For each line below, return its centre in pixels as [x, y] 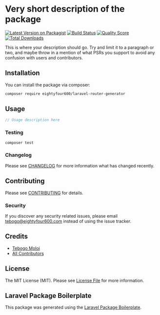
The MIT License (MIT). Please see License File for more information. [74, 280]
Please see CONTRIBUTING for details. [44, 193]
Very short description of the [65, 9]
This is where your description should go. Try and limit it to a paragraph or [80, 47]
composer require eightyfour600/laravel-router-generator [65, 93]
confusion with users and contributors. [44, 57]
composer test [20, 143]
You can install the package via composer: [48, 85]
